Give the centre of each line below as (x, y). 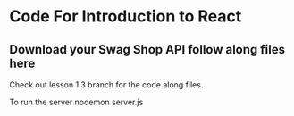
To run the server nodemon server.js (76, 102)
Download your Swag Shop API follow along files (147, 50)
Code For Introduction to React (126, 17)
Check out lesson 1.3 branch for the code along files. (106, 85)
